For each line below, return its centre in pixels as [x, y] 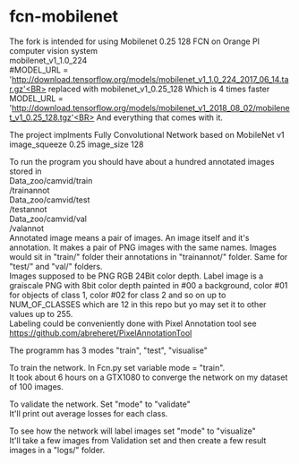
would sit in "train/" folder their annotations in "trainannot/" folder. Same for [149, 256]
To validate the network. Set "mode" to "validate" [100, 404]
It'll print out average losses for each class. [89, 413]
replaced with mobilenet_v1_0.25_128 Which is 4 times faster [159, 89]
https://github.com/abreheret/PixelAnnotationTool [101, 332]
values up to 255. [41, 314]
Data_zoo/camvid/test [50, 200]
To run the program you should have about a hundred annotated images [142, 161]
